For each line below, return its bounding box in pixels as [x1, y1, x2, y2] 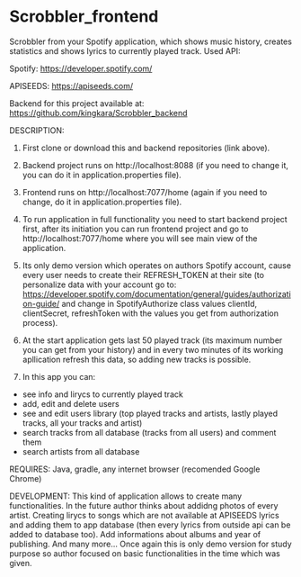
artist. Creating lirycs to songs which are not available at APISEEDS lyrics [9, 509, 280, 520]
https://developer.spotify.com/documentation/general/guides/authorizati [22, 288, 292, 299]
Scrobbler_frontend [9, 6, 159, 27]
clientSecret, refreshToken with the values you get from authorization [22, 308, 279, 319]
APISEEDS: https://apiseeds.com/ [9, 80, 133, 91]
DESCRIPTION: [9, 124, 65, 136]
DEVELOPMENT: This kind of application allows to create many [9, 491, 243, 501]
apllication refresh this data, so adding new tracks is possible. [22, 354, 252, 365]
